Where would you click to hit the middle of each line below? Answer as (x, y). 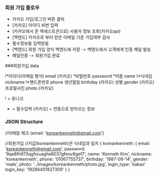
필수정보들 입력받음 (30, 43)
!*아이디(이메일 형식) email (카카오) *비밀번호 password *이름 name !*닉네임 (79, 76)
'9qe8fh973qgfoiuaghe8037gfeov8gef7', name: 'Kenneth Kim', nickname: (79, 154)
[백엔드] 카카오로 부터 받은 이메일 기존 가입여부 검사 (61, 37)
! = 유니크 (14, 98)
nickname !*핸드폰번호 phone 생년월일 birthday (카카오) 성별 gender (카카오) (80, 82)
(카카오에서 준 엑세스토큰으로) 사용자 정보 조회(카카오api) (66, 31)
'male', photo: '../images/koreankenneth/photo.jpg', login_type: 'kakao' (75, 164)
